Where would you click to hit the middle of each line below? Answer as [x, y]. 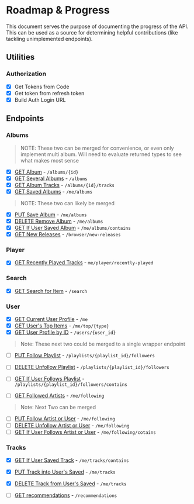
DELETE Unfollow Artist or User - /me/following [72, 425]
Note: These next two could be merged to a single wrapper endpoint [103, 344]
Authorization [26, 74]
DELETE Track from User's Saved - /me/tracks [70, 484]
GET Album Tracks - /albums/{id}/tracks [65, 185]
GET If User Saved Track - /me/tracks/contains [72, 460]
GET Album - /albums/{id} [46, 172]
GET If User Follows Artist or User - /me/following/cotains [85, 432]
